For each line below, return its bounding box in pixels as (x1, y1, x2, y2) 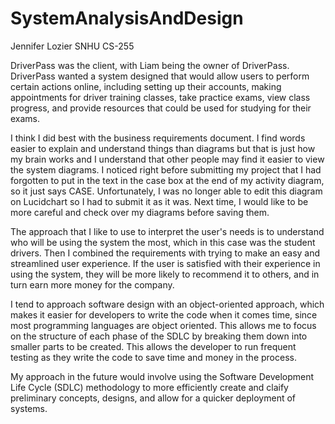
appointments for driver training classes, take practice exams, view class (10, 91, 311, 103)
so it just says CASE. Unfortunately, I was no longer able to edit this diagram (10, 185, 323, 197)
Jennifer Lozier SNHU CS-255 (10, 40, 135, 52)
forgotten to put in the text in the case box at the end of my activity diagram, (10, 174, 325, 186)
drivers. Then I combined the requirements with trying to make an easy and (10, 247, 321, 259)
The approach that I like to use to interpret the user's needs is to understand (10, 225, 325, 237)
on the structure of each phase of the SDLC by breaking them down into (10, 330, 308, 342)
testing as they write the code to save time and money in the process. (10, 351, 297, 363)
